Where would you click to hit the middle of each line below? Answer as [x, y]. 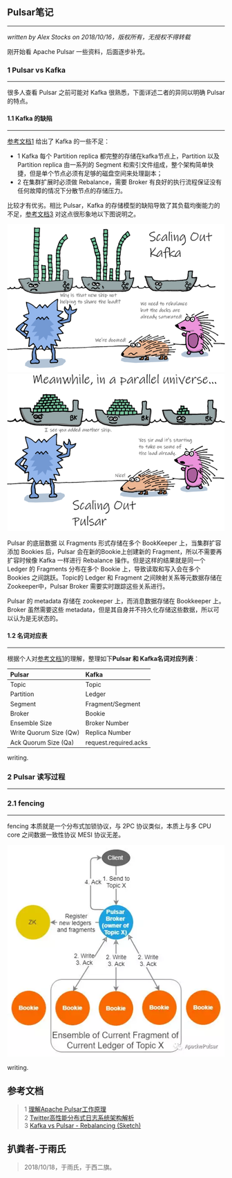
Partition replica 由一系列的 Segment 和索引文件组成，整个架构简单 [113, 165]
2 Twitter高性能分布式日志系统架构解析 [79, 1118]
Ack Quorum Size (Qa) [42, 742]
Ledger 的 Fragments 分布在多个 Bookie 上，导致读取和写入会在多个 [104, 569]
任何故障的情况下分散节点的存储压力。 [71, 191]
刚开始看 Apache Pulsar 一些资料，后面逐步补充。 [78, 51]
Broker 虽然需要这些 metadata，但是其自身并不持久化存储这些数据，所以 [110, 610]
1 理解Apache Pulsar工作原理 [65, 1109]
